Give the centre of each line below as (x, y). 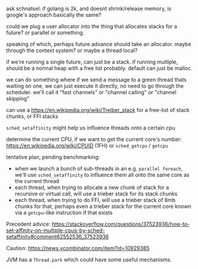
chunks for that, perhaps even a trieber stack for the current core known (103, 206)
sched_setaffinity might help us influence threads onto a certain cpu (91, 128)
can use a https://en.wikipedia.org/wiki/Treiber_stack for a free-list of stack (98, 110)
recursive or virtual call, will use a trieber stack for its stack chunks (96, 194)
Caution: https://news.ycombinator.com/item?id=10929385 (78, 248)
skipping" (18, 98)
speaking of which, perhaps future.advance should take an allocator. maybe (99, 44)
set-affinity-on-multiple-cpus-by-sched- (56, 230)
